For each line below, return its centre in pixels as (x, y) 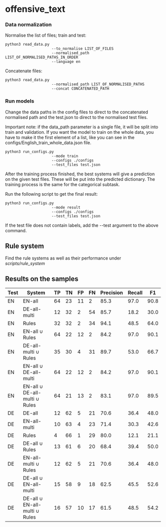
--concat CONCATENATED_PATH (81, 89)
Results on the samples (42, 279)
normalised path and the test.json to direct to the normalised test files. (77, 117)
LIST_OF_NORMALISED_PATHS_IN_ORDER (42, 57)
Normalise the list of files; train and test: (46, 35)
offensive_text (35, 9)
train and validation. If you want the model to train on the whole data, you (80, 132)
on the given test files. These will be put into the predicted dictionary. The (80, 179)
